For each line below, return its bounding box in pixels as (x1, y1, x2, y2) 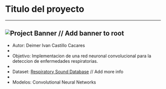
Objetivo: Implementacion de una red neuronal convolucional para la (12, 53, 152, 59)
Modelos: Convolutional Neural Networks (12, 79, 96, 85)
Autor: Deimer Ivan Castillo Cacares (12, 42, 85, 48)
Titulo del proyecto (5, 3, 84, 15)
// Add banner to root (58, 29, 124, 38)
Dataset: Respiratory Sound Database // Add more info (12, 68, 124, 75)
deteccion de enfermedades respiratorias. (12, 58, 98, 64)
